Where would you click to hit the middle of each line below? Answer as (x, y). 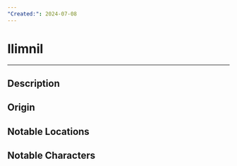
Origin (21, 108)
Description (34, 83)
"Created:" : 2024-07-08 (42, 14)
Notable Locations (48, 131)
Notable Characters (51, 156)
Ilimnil (25, 48)
